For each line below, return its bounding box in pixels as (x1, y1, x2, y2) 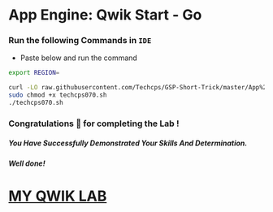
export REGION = (8, 69, 60, 77)
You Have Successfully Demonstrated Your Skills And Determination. (8, 138, 248, 148)
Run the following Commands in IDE (8, 35, 152, 46)
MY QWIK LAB (8, 187, 107, 206)
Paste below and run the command (19, 53, 138, 63)
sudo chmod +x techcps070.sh (8, 91, 107, 99)
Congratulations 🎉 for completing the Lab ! (8, 118, 180, 129)
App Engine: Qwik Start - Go (8, 6, 202, 24)
